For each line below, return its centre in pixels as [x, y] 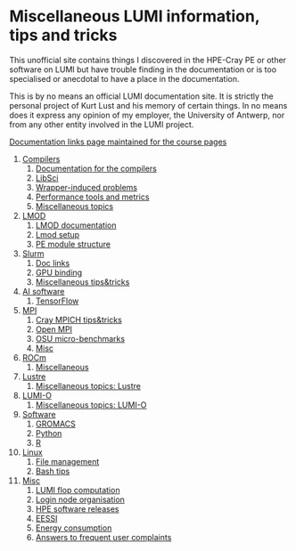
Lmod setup [58, 234]
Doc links [53, 263]
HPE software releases [77, 508]
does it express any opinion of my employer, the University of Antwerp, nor [147, 115]
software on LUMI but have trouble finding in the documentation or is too [143, 69]
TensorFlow [57, 301]
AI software [43, 291]
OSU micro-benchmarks [80, 338]
